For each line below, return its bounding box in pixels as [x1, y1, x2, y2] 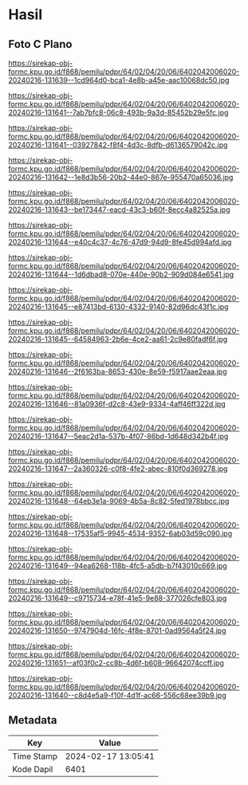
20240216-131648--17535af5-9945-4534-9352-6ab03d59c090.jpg [8, 528, 233, 538]
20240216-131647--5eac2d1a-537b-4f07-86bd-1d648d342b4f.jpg [8, 432, 229, 441]
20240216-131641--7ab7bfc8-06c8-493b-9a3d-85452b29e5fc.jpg [8, 108, 229, 117]
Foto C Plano [8, 37, 73, 51]
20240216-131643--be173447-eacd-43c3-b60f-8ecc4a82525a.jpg [8, 205, 230, 214]
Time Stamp [12, 751, 58, 762]
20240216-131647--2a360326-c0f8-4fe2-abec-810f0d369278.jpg [8, 464, 228, 473]
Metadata [8, 713, 57, 727]
